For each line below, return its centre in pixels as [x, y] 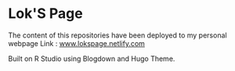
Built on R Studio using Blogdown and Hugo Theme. [92, 59]
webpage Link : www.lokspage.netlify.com [76, 43]
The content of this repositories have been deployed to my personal [117, 35]
